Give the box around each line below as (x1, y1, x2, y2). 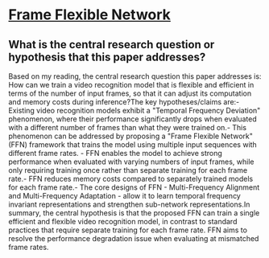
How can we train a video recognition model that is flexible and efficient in (8, 80, 255, 89)
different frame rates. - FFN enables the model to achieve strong (8, 149, 223, 158)
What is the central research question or (8, 38, 215, 51)
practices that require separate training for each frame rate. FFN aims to (8, 225, 248, 235)
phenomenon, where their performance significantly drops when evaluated (8, 114, 258, 124)
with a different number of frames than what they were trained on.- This (8, 123, 247, 132)
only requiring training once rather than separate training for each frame (8, 166, 248, 174)
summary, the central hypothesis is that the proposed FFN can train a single (8, 208, 260, 218)
